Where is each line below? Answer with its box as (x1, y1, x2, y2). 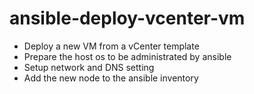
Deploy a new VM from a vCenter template (23, 40, 200, 52)
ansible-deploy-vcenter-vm (9, 7, 246, 30)
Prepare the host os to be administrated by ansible (23, 50, 232, 62)
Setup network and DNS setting (23, 61, 155, 73)
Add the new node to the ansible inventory (23, 72, 199, 84)
